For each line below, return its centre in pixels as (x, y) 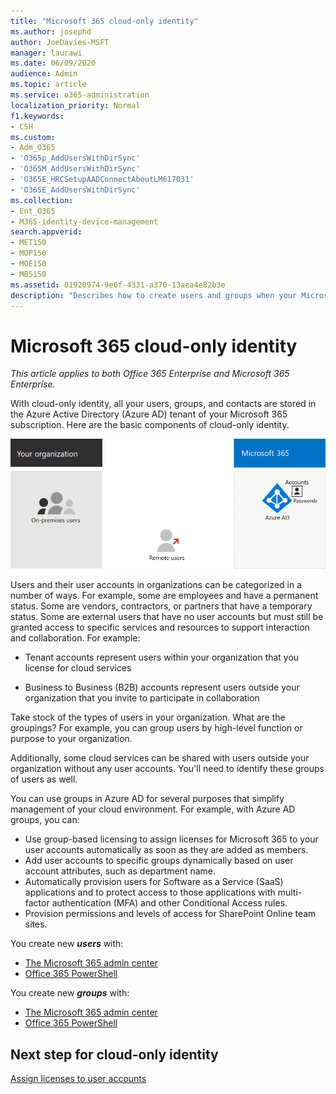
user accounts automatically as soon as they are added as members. (166, 850)
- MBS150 (28, 274)
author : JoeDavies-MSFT (60, 42)
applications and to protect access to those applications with (150, 892)
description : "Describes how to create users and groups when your (154, 295)
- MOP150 (28, 253)
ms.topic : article (48, 85)
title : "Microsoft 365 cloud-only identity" (104, 21)
